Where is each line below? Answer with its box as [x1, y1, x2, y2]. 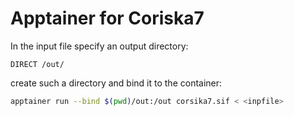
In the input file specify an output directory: [10, 40, 189, 52]
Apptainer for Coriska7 [10, 7, 205, 30]
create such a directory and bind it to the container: [10, 77, 223, 89]
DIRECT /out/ [10, 59, 65, 69]
